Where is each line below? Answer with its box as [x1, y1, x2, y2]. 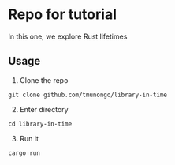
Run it [19, 133, 39, 143]
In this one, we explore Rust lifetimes [8, 32, 128, 41]
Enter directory [19, 104, 69, 114]
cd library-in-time [8, 120, 73, 128]
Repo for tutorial [8, 6, 117, 24]
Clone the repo [19, 75, 69, 84]
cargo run [8, 148, 41, 157]
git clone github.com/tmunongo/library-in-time [8, 91, 168, 99]
